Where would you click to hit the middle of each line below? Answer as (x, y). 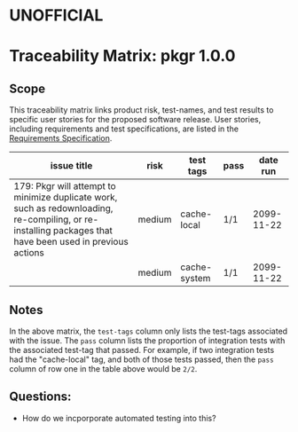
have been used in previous (71, 242)
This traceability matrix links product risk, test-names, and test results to (141, 110)
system (196, 279)
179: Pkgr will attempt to (65, 186)
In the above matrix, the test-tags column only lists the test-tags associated (149, 331)
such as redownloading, (63, 208)
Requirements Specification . (61, 138)
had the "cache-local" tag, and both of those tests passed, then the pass (141, 359)
